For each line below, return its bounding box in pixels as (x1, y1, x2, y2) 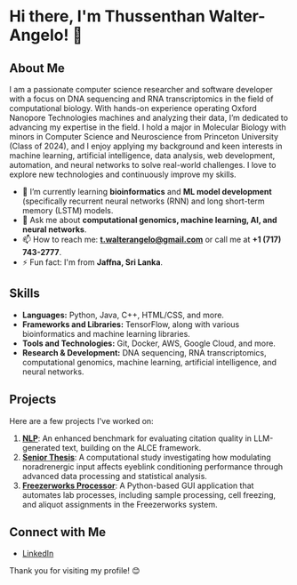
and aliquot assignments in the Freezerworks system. (21, 499, 218, 509)
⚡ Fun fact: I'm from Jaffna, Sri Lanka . (21, 257, 163, 268)
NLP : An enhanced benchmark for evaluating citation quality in (21, 433, 252, 444)
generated (21, 442, 60, 453)
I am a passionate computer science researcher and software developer (9, 84, 273, 94)
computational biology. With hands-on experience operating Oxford (9, 103, 258, 113)
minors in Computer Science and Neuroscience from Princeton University (9, 132, 278, 141)
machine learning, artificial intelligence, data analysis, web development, (9, 150, 276, 161)
